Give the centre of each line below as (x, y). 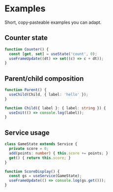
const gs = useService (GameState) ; (45, 176)
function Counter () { (27, 49)
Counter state (26, 38)
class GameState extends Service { (41, 144)
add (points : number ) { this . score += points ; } (59, 153)
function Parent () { (26, 90)
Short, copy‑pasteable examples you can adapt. (53, 22)
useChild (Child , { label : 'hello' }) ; (49, 95)
